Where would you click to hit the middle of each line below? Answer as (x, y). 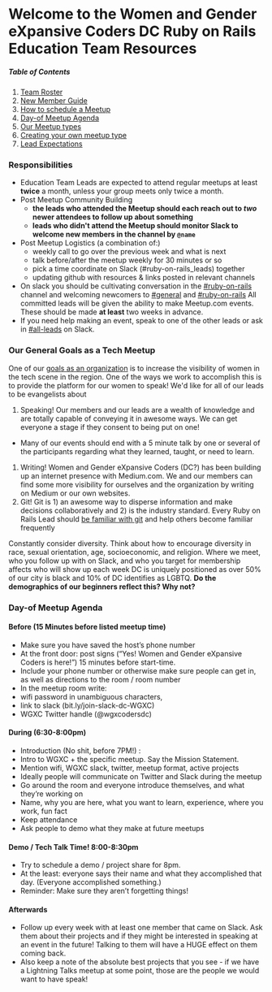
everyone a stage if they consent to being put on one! (110, 427)
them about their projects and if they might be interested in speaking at (139, 936)
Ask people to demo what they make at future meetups (112, 829)
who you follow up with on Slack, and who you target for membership (125, 561)
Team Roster (41, 92)
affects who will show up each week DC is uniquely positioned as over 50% (135, 569)
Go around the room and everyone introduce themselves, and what (132, 786)
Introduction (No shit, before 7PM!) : (80, 751)
